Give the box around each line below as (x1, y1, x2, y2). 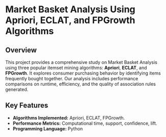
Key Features (5, 101, 49, 110)
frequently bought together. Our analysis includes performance (5, 76, 138, 81)
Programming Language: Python (12, 125, 83, 131)
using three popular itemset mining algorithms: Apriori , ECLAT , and (5, 65, 147, 71)
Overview (5, 45, 37, 54)
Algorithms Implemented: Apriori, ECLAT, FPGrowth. (12, 115, 125, 121)
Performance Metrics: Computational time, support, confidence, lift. (12, 120, 157, 126)
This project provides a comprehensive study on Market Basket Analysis (5, 59, 157, 65)
